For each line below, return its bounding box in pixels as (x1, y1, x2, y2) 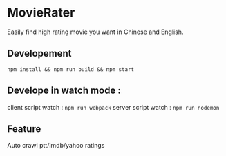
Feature (7, 123, 41, 135)
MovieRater (7, 5, 75, 21)
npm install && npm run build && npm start (7, 66, 135, 73)
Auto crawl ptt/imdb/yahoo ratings (7, 142, 105, 150)
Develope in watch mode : (7, 85, 121, 97)
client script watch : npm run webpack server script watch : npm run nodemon (7, 103, 220, 111)
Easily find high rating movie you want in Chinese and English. (7, 28, 184, 36)
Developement (7, 48, 72, 59)
